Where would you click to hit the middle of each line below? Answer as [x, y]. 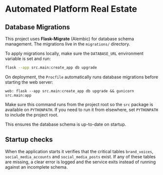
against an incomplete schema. [36, 167]
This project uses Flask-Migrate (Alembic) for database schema [70, 39]
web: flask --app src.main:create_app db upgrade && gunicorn [70, 91]
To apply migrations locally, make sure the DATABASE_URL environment [74, 53]
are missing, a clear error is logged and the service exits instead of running [81, 162]
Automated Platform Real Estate [71, 9]
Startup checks [29, 140]
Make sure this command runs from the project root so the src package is [79, 104]
